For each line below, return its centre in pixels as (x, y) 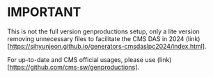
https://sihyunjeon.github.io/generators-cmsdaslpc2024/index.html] (107, 46)
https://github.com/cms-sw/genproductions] (73, 67)
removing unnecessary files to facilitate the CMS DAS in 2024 (96, 38)
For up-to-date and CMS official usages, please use (81, 59)
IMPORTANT (44, 12)
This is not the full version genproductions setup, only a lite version (103, 31)
